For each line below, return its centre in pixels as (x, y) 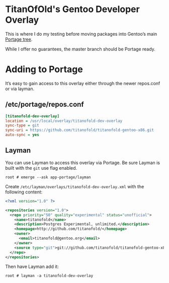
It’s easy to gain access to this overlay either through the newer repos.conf (83, 83)
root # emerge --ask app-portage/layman (48, 177)
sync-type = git (22, 125)
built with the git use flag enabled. (41, 168)
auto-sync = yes (22, 135)
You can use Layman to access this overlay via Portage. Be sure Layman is (82, 163)
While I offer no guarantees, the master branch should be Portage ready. (80, 49)
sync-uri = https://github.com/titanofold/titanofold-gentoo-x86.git (80, 130)
